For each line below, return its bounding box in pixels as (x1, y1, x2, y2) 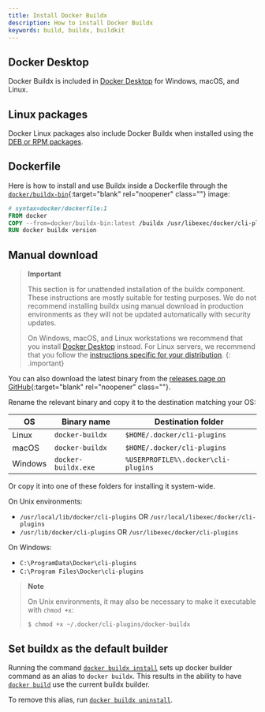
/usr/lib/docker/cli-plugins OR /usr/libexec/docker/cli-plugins (19, 527, 239, 537)
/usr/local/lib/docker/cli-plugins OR (19, 512, 148, 522)
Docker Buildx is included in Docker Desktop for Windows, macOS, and (8, 77, 240, 86)
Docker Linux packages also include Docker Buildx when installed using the (8, 129, 254, 138)
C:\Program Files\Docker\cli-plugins (19, 568, 144, 576)
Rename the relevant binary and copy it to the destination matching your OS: (8, 398, 256, 407)
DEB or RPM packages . (8, 137, 84, 146)
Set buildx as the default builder (8, 642, 168, 655)
